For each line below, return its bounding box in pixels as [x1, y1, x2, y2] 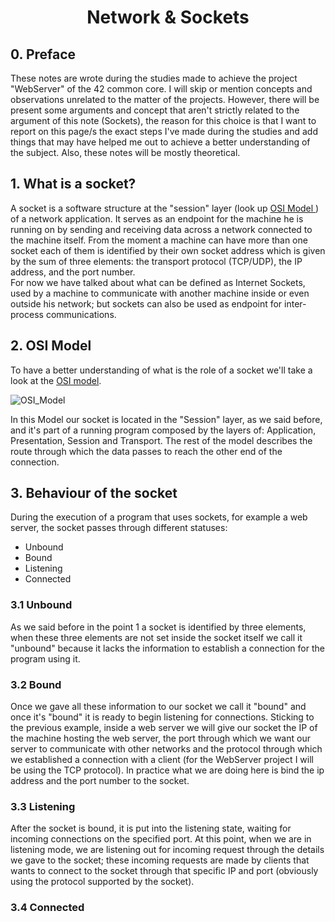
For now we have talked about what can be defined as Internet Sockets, [10, 276, 306, 288]
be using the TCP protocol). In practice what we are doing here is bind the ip [10, 764, 325, 776]
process [10, 308, 44, 320]
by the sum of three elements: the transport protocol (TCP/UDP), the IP [10, 255, 303, 267]
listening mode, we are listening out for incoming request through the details [10, 844, 325, 856]
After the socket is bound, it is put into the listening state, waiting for [10, 822, 292, 835]
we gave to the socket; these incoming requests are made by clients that [10, 854, 310, 866]
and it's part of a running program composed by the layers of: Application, [10, 424, 317, 436]
